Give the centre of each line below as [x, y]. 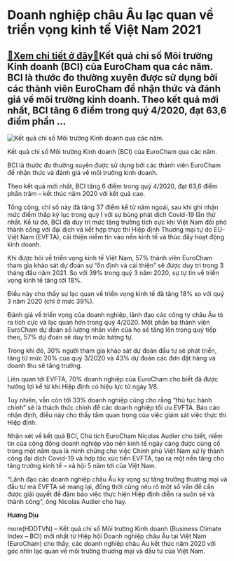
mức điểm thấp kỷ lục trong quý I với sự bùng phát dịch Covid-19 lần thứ [111, 215]
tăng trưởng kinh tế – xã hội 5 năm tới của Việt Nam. [82, 466]
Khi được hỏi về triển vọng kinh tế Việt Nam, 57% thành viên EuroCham [110, 258]
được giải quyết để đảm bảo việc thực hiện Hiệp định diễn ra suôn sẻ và [111, 494]
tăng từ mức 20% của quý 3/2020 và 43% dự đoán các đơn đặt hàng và [111, 358]
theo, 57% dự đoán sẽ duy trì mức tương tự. [70, 337]
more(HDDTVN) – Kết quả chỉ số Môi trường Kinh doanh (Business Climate [115, 529]
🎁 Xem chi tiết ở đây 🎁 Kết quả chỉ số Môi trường [110, 56]
